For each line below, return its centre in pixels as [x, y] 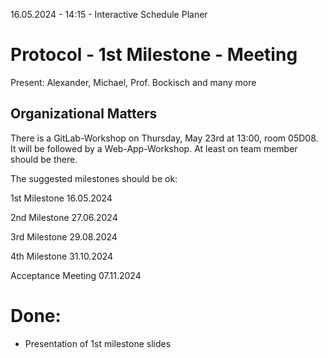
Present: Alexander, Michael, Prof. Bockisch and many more [133, 82]
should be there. [44, 159]
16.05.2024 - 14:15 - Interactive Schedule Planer [109, 14]
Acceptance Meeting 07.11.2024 [76, 275]
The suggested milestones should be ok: [94, 178]
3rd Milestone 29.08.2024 [64, 236]
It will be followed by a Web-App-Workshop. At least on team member [154, 148]
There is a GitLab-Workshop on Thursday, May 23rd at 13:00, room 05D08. [164, 138]
